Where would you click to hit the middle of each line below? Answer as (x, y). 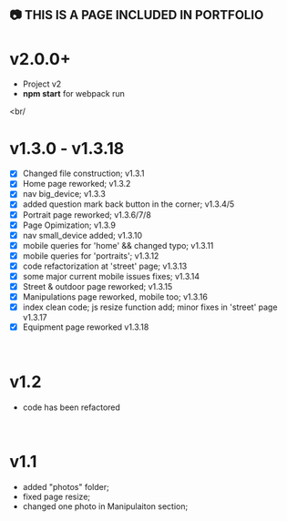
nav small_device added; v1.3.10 (82, 235)
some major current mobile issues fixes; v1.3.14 (111, 276)
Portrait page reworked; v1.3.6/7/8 (87, 215)
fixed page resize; (56, 497)
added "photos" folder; (66, 487)
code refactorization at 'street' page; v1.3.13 (105, 266)
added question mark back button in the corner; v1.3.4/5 (128, 204)
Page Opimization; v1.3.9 (69, 225)
